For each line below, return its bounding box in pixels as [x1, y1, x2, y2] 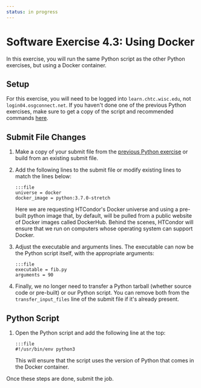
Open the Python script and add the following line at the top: [15, 329, 166, 336]
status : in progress [6, 8, 59, 15]
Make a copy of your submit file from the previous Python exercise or [15, 148, 188, 155]
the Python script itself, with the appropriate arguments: [15, 250, 154, 257]
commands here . [6, 115, 48, 122]
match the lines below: [15, 173, 71, 180]
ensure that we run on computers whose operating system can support [15, 225, 193, 232]
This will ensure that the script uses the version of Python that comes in [15, 357, 194, 364]
